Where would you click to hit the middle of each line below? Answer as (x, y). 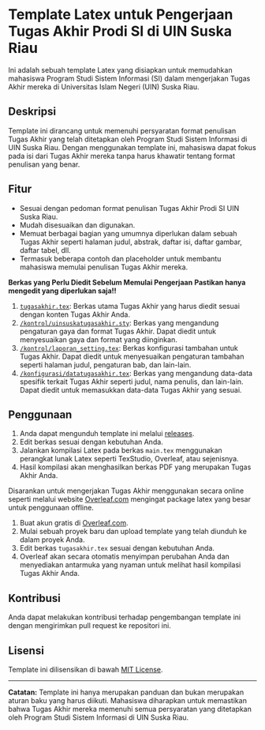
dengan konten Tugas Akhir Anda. (75, 314)
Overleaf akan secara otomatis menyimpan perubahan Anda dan (125, 557)
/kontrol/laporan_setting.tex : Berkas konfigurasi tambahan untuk (129, 348)
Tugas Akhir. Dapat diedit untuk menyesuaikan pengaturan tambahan (132, 356)
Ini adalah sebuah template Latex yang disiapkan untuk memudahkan (120, 70)
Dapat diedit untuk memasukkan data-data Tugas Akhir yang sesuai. (131, 389)
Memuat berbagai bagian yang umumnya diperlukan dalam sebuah (128, 233)
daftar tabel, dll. (45, 250)
